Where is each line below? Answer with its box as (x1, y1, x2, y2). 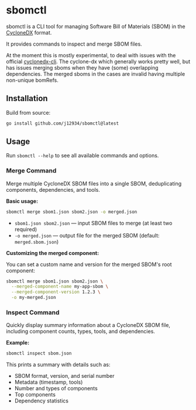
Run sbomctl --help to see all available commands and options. (6, 152, 159, 159)
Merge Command (6, 167, 57, 175)
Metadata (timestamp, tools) (14, 378, 83, 386)
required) (14, 226, 37, 233)
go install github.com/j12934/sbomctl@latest (6, 120, 119, 126)
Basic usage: (6, 197, 39, 205)
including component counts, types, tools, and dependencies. (6, 328, 155, 335)
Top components (14, 391, 56, 398)
